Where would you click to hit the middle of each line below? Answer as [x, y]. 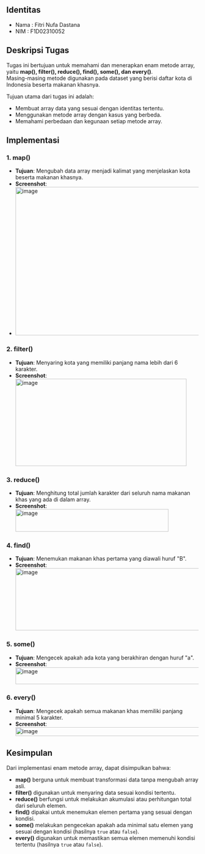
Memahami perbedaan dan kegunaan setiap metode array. [89, 121]
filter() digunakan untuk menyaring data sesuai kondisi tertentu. [95, 792]
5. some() [21, 644]
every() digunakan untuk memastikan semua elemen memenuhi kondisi [105, 838]
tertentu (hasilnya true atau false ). [59, 844]
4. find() [19, 545]
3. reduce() [23, 479]
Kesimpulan [30, 753]
